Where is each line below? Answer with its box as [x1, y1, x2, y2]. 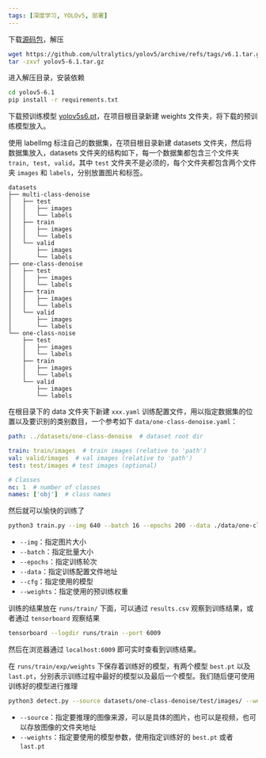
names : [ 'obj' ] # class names [8, 491, 112, 499]
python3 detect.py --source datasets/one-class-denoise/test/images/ [8, 697, 243, 705]
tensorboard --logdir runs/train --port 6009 [8, 630, 161, 637]
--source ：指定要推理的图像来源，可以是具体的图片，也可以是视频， [19, 712, 243, 722]
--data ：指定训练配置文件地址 [19, 567, 118, 576]
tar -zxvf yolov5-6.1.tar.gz [8, 57, 104, 66]
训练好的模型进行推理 [8, 681, 78, 691]
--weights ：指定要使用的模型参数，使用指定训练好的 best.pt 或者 [19, 732, 234, 741]
